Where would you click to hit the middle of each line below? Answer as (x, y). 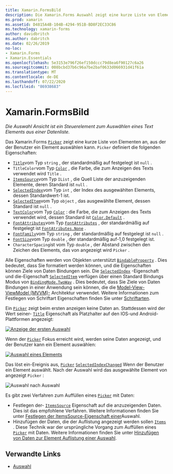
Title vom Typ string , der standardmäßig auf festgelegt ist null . (82, 162)
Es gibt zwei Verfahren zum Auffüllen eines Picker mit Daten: (70, 395)
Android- (149, 314)
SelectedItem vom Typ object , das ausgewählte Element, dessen (81, 200)
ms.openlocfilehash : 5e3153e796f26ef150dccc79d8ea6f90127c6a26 (75, 63)
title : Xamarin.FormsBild (33, 10)
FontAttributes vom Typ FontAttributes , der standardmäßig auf (81, 223)
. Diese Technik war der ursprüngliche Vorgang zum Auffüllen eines (84, 427)
